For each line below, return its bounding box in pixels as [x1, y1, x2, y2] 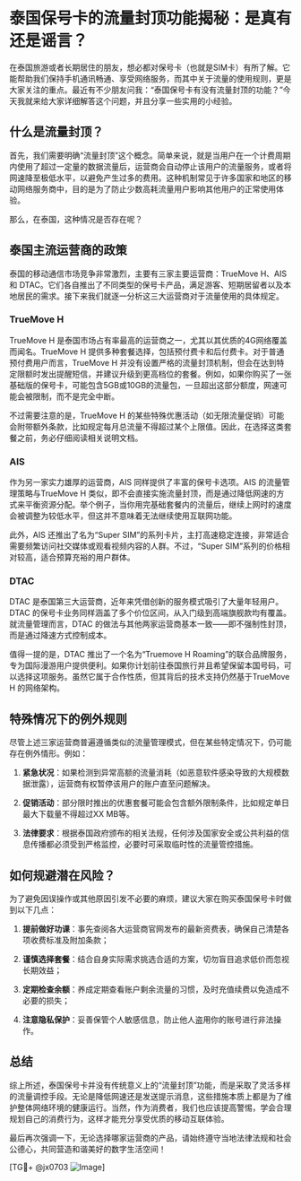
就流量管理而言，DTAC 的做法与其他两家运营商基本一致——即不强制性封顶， [9, 619, 291, 630]
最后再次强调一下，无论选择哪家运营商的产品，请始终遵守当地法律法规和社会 [9, 1132, 292, 1143]
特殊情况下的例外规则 [9, 711, 127, 726]
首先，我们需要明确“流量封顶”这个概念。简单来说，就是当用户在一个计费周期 [9, 150, 291, 161]
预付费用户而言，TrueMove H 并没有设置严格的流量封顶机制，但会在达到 [9, 357, 277, 368]
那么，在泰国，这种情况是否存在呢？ [9, 213, 143, 224]
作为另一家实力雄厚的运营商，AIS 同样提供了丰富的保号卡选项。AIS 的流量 [9, 477, 282, 488]
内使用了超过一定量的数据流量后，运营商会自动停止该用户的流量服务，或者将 [9, 161, 292, 171]
